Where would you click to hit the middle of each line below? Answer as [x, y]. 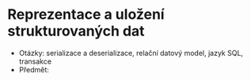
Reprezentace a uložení [86, 15]
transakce [35, 61]
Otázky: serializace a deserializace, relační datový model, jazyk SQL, [131, 53]
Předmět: [34, 69]
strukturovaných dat [76, 31]
